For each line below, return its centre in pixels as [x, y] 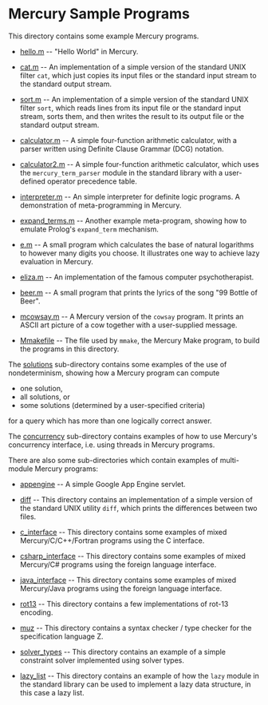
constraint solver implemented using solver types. [102, 660]
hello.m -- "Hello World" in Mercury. [79, 51]
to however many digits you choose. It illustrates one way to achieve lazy [140, 253]
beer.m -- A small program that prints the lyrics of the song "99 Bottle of [138, 292]
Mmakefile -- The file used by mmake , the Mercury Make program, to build [140, 340]
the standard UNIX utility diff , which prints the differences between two [138, 508]
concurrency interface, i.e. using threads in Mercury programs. [112, 445]
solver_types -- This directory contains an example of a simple [122, 652]
